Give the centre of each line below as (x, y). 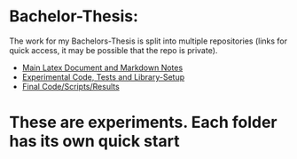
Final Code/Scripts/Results (70, 86)
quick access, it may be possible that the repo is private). (113, 50)
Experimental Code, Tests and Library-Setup (103, 76)
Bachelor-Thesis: (74, 16)
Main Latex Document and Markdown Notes (102, 68)
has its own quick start (94, 142)
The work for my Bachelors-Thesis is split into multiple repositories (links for (148, 41)
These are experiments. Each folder (143, 123)
